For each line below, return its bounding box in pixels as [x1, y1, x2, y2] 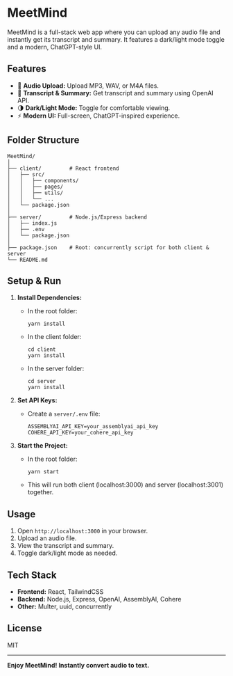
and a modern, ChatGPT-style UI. [7, 42, 103, 51]
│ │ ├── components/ [7, 177, 79, 184]
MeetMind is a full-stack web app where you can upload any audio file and [7, 28, 221, 36]
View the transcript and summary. [17, 542, 114, 550]
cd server [27, 378, 57, 385]
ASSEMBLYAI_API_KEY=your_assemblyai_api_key [27, 423, 159, 430]
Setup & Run [7, 275, 62, 287]
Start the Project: [17, 441, 68, 450]
